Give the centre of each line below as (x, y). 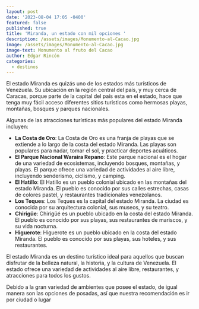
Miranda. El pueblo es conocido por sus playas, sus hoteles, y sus (95, 239)
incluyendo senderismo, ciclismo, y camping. (70, 176)
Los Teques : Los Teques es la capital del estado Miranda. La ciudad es (102, 201)
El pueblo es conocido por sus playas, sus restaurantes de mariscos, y (101, 220)
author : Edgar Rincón (33, 56)
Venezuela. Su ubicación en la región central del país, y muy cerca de (91, 90)
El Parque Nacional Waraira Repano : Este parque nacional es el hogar (101, 157)
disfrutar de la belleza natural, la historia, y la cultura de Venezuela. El (91, 263)
